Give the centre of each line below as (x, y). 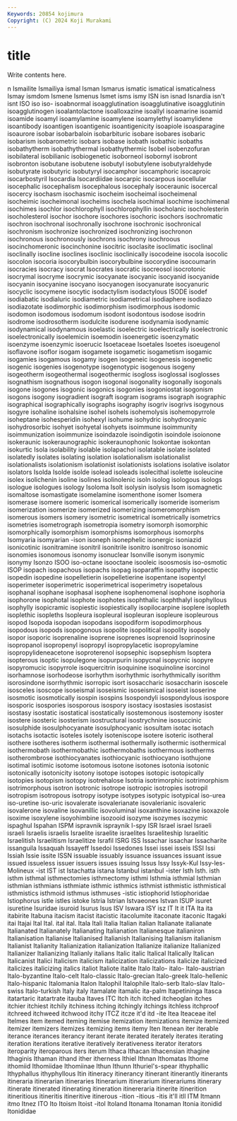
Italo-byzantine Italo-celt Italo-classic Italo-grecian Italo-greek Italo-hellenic (118, 976)
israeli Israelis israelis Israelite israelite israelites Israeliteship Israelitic (108, 833)
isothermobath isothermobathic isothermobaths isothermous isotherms (111, 750)
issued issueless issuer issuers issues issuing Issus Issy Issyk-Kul (103, 863)
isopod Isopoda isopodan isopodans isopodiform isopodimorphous (105, 623)
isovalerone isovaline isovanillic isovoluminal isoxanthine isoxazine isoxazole (118, 810)
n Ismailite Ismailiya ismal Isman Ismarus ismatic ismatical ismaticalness (111, 88)
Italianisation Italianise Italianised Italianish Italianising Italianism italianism (114, 938)
